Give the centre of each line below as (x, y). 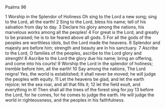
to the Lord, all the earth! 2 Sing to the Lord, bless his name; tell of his (76, 22)
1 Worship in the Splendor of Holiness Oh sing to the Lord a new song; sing (81, 16)
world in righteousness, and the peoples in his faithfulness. (65, 100)
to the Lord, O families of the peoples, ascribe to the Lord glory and (73, 53)
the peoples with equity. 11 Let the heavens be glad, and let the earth (75, 79)
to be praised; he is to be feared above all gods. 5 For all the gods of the (78, 37)
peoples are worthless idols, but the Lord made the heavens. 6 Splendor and (83, 43)
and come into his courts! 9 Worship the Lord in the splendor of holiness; (79, 64)
